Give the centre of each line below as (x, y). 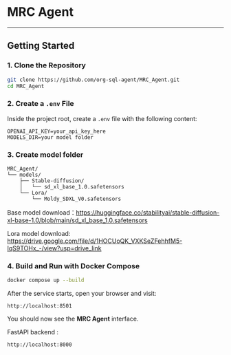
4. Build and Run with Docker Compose (73, 266)
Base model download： (42, 212)
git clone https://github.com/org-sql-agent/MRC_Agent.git (93, 80)
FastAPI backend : (33, 332)
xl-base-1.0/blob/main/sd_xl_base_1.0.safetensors (77, 220)
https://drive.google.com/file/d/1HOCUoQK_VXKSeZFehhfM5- (95, 241)
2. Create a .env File (41, 104)
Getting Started (41, 46)
